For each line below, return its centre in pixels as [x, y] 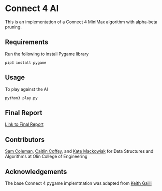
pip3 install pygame [26, 63]
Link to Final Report [24, 124]
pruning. [13, 27]
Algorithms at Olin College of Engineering [46, 156]
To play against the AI [27, 89]
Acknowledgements [36, 171]
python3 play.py [21, 98]
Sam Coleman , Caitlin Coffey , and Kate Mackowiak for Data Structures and [79, 151]
